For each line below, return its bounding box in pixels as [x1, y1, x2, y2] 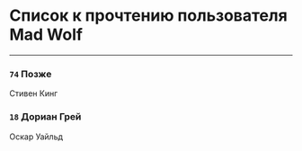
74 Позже [9, 67, 52, 80]
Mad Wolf [9, 24, 84, 45]
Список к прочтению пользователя [9, 5, 288, 26]
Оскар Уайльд [9, 131, 64, 142]
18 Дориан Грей [9, 111, 82, 123]
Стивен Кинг [9, 88, 58, 99]
